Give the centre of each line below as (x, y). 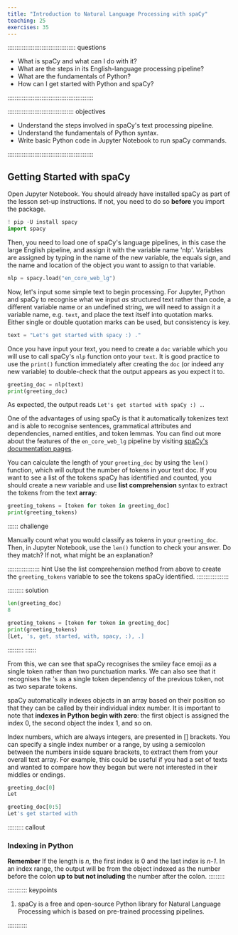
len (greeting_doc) (34, 604)
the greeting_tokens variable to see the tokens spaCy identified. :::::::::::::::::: (118, 577)
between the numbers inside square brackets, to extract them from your (113, 752)
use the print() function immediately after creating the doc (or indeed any (116, 363)
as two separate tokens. (43, 686)
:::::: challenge (28, 526)
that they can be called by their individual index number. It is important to (114, 708)
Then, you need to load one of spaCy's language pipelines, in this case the (117, 242)
